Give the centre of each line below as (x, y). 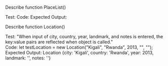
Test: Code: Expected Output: (36, 17)
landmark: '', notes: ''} (28, 58)
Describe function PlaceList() (36, 7)
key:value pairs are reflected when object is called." (59, 42)
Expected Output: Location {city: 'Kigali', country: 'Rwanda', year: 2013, (79, 53)
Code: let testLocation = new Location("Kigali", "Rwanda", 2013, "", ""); (79, 47)
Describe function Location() (35, 27)
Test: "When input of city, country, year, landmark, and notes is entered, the (84, 37)
